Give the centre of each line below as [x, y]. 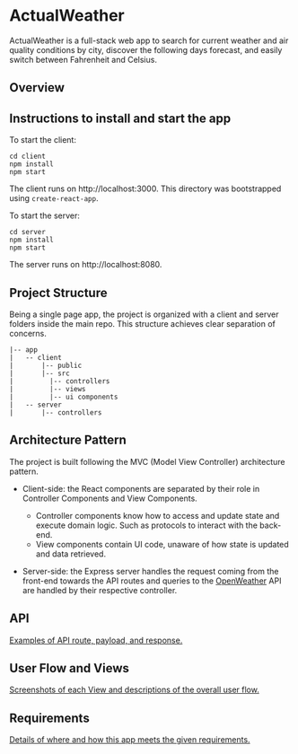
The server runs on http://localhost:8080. [86, 265]
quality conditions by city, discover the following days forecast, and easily [146, 49]
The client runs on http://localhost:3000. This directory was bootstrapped [145, 188]
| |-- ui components [64, 397]
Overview [37, 88]
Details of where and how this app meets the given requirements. [130, 740]
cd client [28, 157]
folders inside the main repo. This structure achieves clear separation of [143, 323]
